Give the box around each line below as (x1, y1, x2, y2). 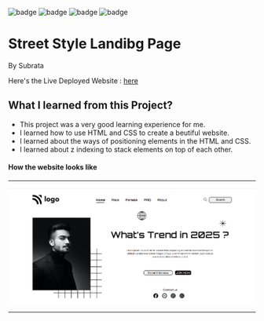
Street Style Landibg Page (8, 35, 181, 53)
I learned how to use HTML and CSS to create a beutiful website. (19, 128, 229, 137)
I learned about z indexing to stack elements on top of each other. (19, 144, 233, 154)
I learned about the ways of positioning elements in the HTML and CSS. (19, 136, 251, 145)
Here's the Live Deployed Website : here (8, 75, 139, 86)
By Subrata (8, 60, 45, 70)
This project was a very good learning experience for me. (19, 119, 206, 129)
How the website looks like (8, 162, 97, 172)
